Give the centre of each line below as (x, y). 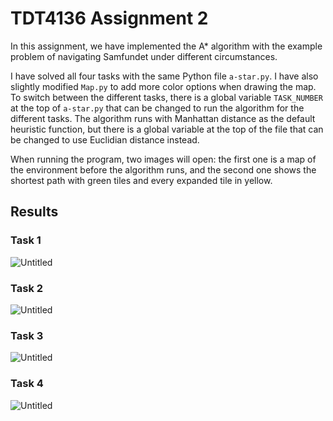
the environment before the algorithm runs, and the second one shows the (163, 169)
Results (34, 212)
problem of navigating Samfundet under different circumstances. (144, 56)
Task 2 (27, 288)
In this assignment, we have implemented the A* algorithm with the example (166, 46)
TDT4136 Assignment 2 (109, 18)
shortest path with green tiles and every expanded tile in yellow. (141, 180)
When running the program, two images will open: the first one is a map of (163, 159)
